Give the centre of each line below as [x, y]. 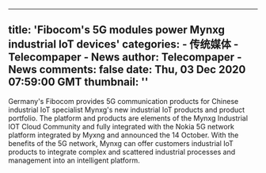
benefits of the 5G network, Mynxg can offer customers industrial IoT [121, 143]
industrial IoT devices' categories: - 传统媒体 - [123, 44]
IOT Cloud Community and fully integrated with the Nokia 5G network [122, 126]
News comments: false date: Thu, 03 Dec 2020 [127, 69]
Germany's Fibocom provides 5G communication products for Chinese [123, 101]
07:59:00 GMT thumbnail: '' [78, 82]
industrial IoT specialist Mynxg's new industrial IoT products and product [127, 110]
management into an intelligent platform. [74, 160]
